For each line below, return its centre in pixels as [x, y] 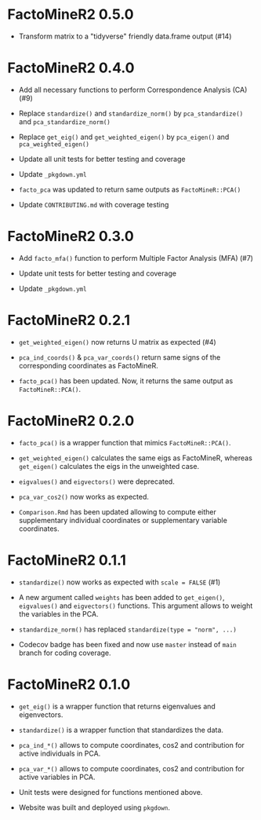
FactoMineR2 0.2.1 [69, 320]
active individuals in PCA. [60, 753]
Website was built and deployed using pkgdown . [94, 807]
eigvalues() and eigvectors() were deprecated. [97, 481]
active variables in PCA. [57, 777]
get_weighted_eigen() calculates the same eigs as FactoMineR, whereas [135, 458]
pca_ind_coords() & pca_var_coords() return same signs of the [120, 357]
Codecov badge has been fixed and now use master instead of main [127, 644]
